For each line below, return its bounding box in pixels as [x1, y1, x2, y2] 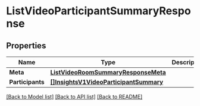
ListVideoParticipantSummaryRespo [6, 4, 192, 18]
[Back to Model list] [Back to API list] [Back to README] [6, 93, 143, 100]
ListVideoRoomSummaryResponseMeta [50, 68, 166, 76]
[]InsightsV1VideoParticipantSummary [50, 78, 164, 86]
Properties [6, 40, 46, 51]
